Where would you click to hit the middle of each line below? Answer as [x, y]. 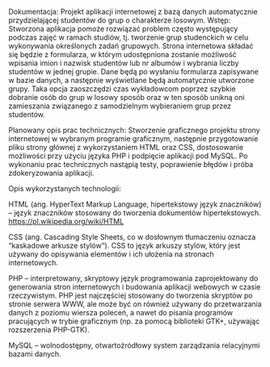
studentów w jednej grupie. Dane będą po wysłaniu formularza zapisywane [133, 71]
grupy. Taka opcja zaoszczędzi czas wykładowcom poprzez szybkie [122, 89]
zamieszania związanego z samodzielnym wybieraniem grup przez [120, 106]
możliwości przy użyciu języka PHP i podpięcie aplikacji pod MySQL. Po [128, 156]
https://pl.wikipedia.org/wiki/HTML [66, 221]
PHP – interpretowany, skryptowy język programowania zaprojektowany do [133, 278]
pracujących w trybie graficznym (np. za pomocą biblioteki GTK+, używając [134, 321]
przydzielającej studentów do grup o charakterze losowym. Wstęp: [120, 20]
